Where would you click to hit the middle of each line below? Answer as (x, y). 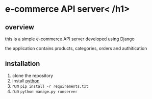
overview (20, 27)
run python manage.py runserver (45, 91)
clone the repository (33, 75)
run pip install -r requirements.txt (50, 86)
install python (26, 81)
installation (23, 64)
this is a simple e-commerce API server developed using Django (70, 39)
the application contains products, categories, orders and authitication (76, 48)
